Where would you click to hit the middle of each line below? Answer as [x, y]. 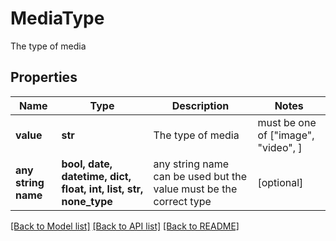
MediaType [57, 18]
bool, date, [87, 164]
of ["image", [286, 135]
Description [200, 105]
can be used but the [200, 176]
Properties [44, 77]
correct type [182, 201]
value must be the [195, 189]
